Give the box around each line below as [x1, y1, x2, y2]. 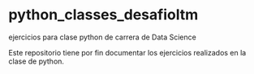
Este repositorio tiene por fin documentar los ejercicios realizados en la [8, 47, 247, 57]
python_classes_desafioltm [8, 6, 199, 24]
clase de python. [8, 56, 65, 66]
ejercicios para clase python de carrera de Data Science [8, 32, 196, 42]
